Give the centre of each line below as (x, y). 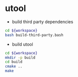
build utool (22, 44)
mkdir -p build (20, 58)
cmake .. (14, 66)
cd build (14, 62)
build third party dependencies (43, 22)
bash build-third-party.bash (34, 35)
